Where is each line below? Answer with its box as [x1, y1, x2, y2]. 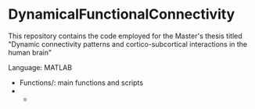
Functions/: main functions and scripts [19, 78, 143, 87]
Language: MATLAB [8, 62, 73, 72]
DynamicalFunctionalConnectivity [8, 5, 235, 23]
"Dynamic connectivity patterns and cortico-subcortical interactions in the [8, 39, 248, 48]
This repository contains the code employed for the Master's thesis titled [8, 31, 242, 40]
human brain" [8, 47, 52, 57]
